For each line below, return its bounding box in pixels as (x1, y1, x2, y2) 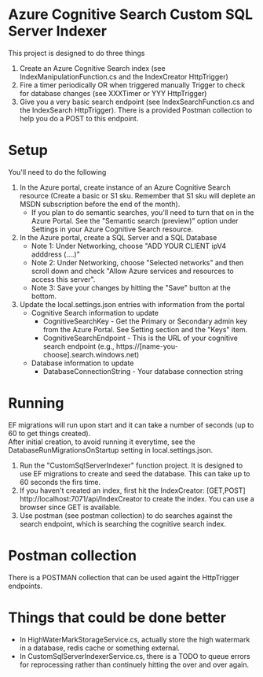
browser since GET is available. (19, 502, 122, 512)
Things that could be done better (8, 609, 226, 627)
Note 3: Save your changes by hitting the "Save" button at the (31, 283, 232, 292)
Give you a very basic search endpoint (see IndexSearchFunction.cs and (19, 97, 254, 106)
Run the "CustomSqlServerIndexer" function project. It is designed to (19, 461, 243, 470)
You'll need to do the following (8, 167, 107, 176)
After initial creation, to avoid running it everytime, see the (8, 437, 195, 446)
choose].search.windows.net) (42, 350, 140, 359)
